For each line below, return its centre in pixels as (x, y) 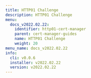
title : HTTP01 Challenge (32, 10)
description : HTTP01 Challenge (39, 15)
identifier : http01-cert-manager (50, 29)
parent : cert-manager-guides (46, 34)
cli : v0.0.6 (23, 58)
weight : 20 (26, 44)
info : (11, 53)
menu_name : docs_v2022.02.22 (37, 48)
